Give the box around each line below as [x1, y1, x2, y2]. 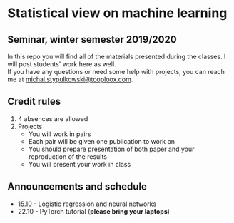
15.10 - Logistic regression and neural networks [17, 199, 157, 208]
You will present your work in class [28, 160, 131, 168]
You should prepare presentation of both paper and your [28, 145, 195, 153]
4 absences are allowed [17, 114, 88, 123]
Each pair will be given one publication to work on [28, 137, 175, 145]
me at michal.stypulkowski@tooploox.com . [7, 75, 133, 83]
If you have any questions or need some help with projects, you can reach [7, 68, 225, 76]
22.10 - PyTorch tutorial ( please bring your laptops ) [17, 207, 170, 215]
